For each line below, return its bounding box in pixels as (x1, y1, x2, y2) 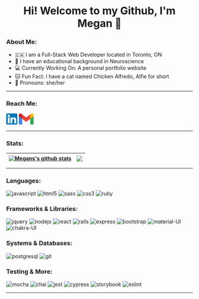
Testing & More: (6, 267, 53, 275)
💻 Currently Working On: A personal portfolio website (14, 64, 147, 71)
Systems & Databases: (6, 239, 73, 248)
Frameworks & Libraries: (6, 204, 78, 213)
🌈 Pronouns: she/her (14, 79, 65, 86)
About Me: (6, 38, 37, 46)
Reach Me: (6, 99, 38, 108)
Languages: (6, 176, 41, 184)
